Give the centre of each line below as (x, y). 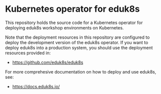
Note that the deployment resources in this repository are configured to (78, 37)
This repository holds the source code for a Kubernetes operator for (74, 23)
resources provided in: (28, 53)
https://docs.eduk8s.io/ (36, 86)
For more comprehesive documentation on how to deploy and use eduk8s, (81, 71)
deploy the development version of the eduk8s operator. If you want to (77, 42)
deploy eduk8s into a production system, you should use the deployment (79, 47)
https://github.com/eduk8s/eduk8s (48, 62)
